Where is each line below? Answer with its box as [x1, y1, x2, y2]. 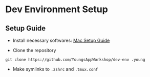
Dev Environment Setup [5, 4, 109, 15]
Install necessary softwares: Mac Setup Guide [12, 37, 110, 43]
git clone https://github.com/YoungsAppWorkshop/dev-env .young [5, 57, 145, 62]
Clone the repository [12, 47, 56, 53]
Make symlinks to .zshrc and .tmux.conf [12, 66, 98, 72]
